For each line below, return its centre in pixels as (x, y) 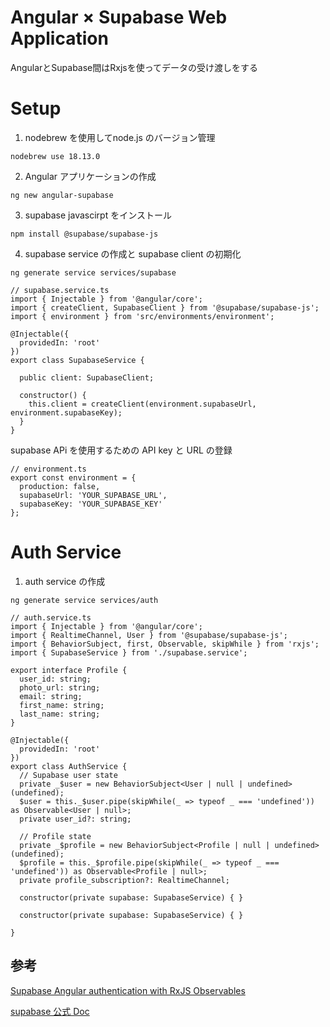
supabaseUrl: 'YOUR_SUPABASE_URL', (93, 495)
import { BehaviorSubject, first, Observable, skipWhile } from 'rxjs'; (165, 644)
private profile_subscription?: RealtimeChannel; (124, 880)
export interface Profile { (69, 670)
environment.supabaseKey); (66, 412)
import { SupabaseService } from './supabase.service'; (129, 652)
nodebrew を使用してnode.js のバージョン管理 (120, 137)
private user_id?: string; (75, 819)
